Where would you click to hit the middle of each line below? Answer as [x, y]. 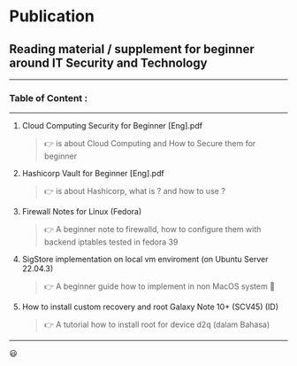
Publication [52, 16]
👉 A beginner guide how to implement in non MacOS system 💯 [160, 286]
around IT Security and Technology [108, 62]
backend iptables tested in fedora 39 [111, 242]
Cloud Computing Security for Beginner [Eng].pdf [112, 126]
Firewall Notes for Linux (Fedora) [82, 212]
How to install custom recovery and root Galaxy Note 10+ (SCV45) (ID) [150, 307]
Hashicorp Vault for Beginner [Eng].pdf [93, 174]
